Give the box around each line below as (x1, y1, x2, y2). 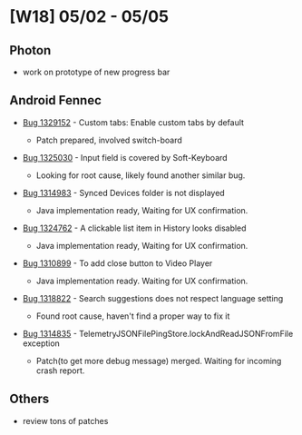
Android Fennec (9, 93, 102, 108)
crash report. (35, 365, 85, 376)
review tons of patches (22, 415, 109, 426)
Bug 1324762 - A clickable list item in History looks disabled (22, 222, 247, 233)
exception (22, 338, 61, 349)
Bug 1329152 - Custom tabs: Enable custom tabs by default (22, 116, 245, 128)
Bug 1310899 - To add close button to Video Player (22, 257, 213, 269)
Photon (9, 43, 52, 58)
